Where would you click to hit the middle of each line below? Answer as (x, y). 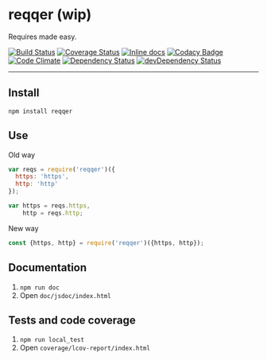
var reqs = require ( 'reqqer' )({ (62, 169)
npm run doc (39, 288)
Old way (22, 155)
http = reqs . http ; (53, 213)
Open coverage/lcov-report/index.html (85, 348)
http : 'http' (37, 184)
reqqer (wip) (50, 15)
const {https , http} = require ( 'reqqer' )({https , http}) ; (106, 243)
